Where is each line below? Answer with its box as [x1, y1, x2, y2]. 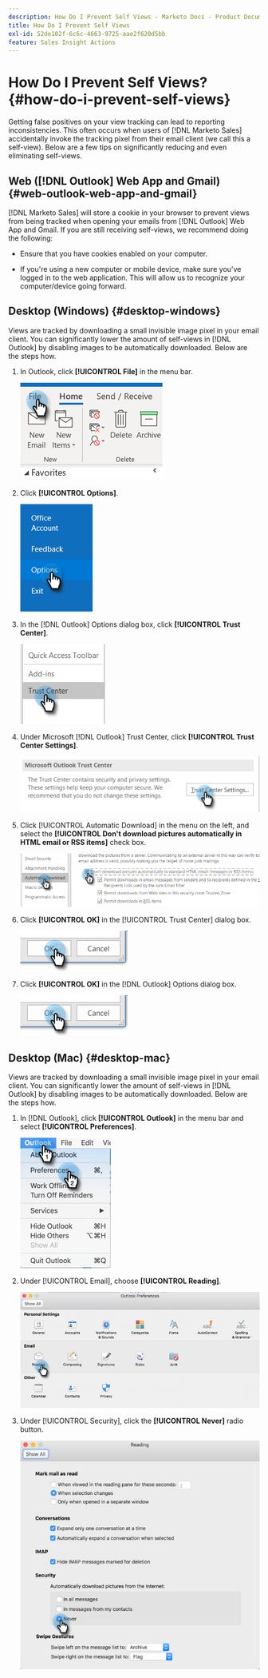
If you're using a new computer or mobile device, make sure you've [19, 265, 242, 273]
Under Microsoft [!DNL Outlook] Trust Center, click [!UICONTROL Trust [19, 731, 255, 741]
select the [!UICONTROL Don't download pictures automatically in [19, 828, 242, 839]
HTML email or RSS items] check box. [19, 837, 146, 847]
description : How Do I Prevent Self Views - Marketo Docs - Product [8, 13, 241, 21]
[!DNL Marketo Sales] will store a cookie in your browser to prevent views [8, 208, 250, 217]
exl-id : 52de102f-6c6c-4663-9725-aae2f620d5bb [8, 30, 166, 38]
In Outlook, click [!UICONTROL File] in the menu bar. [19, 366, 193, 376]
